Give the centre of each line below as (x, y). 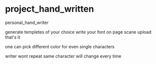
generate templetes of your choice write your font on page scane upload (78, 32)
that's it (13, 37)
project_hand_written (50, 9)
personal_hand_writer (27, 22)
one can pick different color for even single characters (60, 46)
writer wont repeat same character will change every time (63, 56)
